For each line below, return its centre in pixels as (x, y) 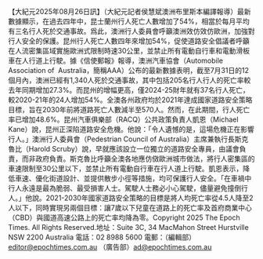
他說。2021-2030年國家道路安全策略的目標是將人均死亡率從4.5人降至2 (139, 198)
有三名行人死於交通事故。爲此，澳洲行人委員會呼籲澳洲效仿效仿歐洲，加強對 (131, 31)
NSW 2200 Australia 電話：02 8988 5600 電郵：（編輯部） (102, 237)
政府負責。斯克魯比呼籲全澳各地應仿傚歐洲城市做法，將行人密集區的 (145, 159)
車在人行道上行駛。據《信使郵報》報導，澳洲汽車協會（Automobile (115, 60)
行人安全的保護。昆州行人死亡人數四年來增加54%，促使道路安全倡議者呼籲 (129, 41)
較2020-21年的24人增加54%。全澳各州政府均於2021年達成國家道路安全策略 (130, 100)
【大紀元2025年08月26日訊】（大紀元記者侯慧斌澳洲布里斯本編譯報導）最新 (130, 11)
